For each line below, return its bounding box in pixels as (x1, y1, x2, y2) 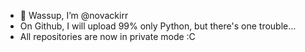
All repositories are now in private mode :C (19, 31, 196, 42)
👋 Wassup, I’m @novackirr (19, 10, 129, 21)
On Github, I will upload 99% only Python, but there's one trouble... (19, 20, 297, 32)
